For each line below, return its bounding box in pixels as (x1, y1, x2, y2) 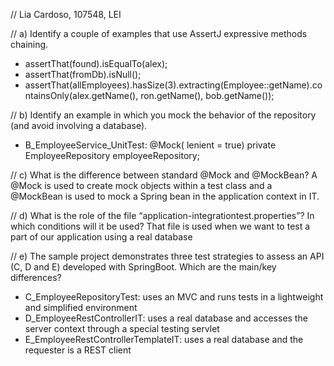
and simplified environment (24, 302, 138, 313)
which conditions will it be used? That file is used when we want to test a (10, 220, 311, 232)
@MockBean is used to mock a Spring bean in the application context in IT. (10, 190, 320, 202)
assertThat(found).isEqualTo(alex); (24, 58, 168, 69)
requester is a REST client (24, 344, 132, 356)
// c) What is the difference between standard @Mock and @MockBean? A (10, 169, 318, 181)
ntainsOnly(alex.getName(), (24, 90, 139, 101)
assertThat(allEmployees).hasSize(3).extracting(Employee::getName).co (24, 79, 323, 91)
